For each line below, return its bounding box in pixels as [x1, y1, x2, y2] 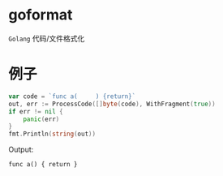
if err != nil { [8, 107, 63, 115]
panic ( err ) [23, 115, 60, 123]
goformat [8, 6, 73, 24]
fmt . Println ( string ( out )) [8, 130, 96, 139]
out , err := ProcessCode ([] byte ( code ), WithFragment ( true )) [8, 100, 217, 108]
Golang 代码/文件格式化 [8, 33, 85, 43]
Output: [8, 144, 34, 155]
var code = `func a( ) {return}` [8, 92, 136, 101]
